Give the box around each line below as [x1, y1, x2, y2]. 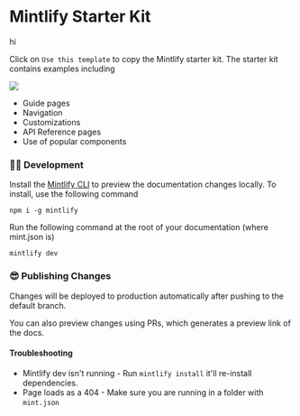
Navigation [22, 106, 63, 118]
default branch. [9, 300, 67, 310]
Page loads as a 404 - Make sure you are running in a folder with [22, 386, 264, 398]
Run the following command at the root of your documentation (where [9, 222, 268, 233]
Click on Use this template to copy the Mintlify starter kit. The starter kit [9, 53, 278, 64]
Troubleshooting [9, 347, 74, 358]
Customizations [22, 116, 81, 127]
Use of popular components [22, 135, 127, 146]
